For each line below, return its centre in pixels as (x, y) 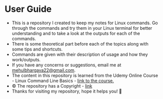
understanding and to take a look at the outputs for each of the (76, 33)
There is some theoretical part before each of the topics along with (80, 44)
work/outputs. (26, 59)
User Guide (28, 9)
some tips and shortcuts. (37, 49)
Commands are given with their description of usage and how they (80, 54)
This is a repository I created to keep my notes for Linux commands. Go (85, 23)
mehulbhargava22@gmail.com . (44, 70)
